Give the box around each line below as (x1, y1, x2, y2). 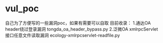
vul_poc (5, 3, 39, 14)
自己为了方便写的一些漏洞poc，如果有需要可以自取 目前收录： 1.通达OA (5, 20, 151, 26)
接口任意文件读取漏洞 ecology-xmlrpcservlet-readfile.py (5, 32, 120, 38)
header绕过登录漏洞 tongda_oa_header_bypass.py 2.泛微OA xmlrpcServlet (5, 26, 158, 32)
